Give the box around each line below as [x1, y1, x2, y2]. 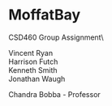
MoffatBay [8, 6, 81, 24]
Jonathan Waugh [8, 74, 66, 83]
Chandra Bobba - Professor [8, 89, 101, 99]
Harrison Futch [8, 57, 58, 66]
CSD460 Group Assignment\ [8, 32, 104, 42]
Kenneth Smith [8, 65, 58, 74]
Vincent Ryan [8, 48, 54, 57]
